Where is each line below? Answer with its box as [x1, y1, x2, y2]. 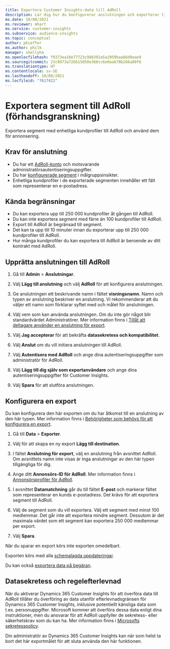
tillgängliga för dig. [12, 461, 52, 467]
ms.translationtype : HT [5, 64, 56, 69]
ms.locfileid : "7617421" [5, 78, 58, 83]
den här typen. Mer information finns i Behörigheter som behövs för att [5, 415, 153, 421]
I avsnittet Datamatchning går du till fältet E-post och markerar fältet [12, 486, 157, 492]
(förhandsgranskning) [5, 111, 100, 122]
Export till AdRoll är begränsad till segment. [12, 222, 103, 228]
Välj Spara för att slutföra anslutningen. [12, 382, 95, 388]
